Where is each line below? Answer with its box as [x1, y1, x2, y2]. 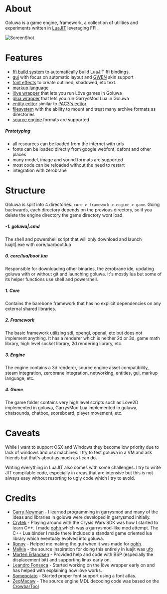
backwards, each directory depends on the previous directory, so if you [5, 206, 153, 213]
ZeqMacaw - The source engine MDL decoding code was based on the [12, 578, 160, 584]
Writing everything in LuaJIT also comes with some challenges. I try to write [5, 464, 161, 470]
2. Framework [5, 317, 35, 323]
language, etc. [5, 375, 35, 381]
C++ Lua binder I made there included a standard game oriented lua [12, 530, 152, 536]
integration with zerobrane [12, 167, 67, 173]
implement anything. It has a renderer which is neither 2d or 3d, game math [5, 335, 161, 341]
